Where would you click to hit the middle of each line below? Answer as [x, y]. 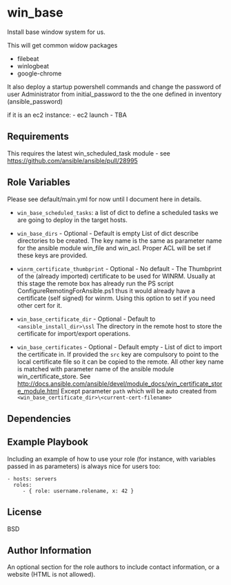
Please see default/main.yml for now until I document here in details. [104, 199]
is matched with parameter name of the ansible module [96, 369]
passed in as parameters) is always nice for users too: [84, 466]
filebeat [28, 58]
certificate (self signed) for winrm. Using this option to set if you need [116, 298]
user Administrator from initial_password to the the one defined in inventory [114, 94]
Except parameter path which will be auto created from [139, 391]
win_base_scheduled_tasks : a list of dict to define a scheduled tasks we [118, 212]
